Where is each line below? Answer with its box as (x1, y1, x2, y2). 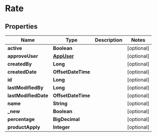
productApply (7, 124, 40, 130)
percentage (7, 116, 35, 122)
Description (94, 37, 123, 43)
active (7, 45, 22, 51)
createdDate (7, 68, 37, 75)
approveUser (7, 53, 38, 59)
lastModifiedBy (7, 85, 44, 91)
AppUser (53, 53, 74, 59)
